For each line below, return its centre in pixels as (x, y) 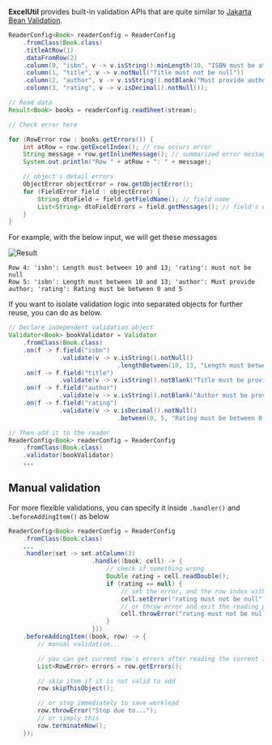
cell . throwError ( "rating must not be (184, 614)
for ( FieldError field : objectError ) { (92, 191)
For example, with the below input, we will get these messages (113, 238)
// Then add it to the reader (59, 433)
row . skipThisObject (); (76, 688)
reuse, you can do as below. (55, 313)
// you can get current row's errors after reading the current (148, 659)
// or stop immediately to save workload (108, 703)
